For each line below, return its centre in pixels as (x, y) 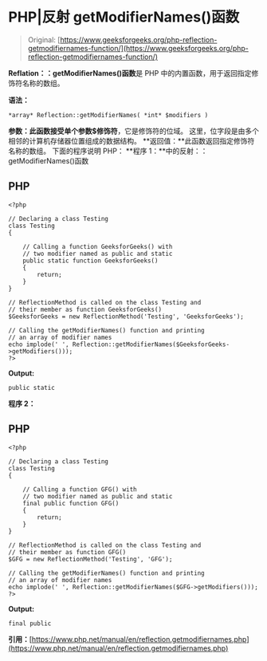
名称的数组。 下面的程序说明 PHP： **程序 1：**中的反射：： (108, 151)
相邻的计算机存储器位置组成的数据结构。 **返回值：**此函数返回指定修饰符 (132, 140)
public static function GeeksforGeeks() (90, 261)
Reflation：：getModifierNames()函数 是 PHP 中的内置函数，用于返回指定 (130, 73)
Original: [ (44, 39)
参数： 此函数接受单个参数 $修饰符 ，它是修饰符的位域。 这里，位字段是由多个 (134, 131)
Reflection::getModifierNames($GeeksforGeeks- (151, 344)
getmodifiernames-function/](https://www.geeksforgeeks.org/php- (138, 48)
